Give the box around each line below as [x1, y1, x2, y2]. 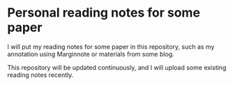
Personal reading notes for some [7, 5, 201, 21]
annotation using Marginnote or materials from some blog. [7, 50, 174, 58]
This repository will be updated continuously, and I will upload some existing [7, 63, 227, 71]
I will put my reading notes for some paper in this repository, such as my [7, 42, 215, 51]
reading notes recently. [7, 71, 74, 79]
